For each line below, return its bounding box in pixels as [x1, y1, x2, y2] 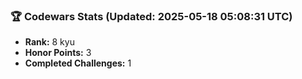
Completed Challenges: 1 [24, 57, 132, 69]
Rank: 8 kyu [24, 36, 75, 48]
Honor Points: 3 [24, 47, 92, 59]
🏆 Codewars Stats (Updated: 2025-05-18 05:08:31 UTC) [10, 9, 293, 23]
